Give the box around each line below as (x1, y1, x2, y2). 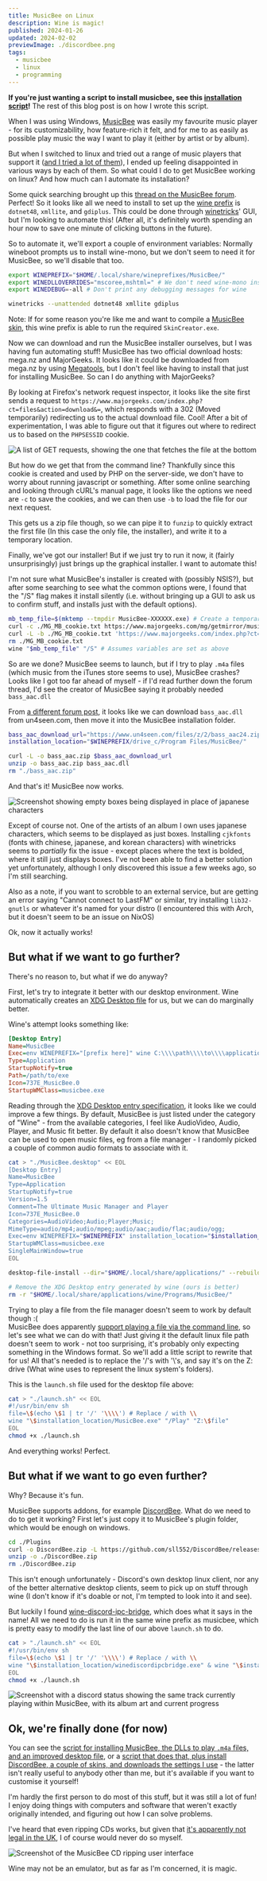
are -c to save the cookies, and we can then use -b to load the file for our (8, 494, 248, 504)
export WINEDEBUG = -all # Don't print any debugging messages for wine (8, 285, 247, 294)
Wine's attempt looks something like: (8, 1019, 130, 1029)
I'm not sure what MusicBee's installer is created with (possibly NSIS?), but (8, 574, 254, 584)
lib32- (230, 896, 253, 905)
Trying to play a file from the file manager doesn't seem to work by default (8, 1305, 252, 1314)
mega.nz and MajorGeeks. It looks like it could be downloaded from (8, 355, 230, 365)
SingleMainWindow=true (8, 1247, 83, 1255)
